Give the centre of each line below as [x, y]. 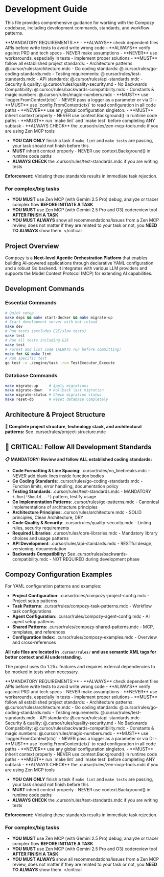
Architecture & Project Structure [55, 415]
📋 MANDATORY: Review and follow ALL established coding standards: [79, 459]
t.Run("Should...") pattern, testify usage [54, 496]
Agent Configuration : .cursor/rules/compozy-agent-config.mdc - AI [81, 616]
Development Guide [46, 9]
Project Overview [32, 246]
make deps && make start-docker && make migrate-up [59, 317]
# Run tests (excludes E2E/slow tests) [46, 331]
